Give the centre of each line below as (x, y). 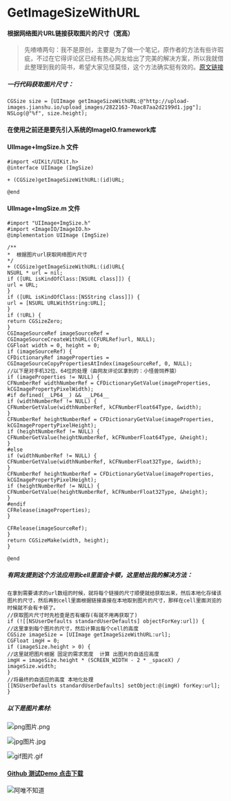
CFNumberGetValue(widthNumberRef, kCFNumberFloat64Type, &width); (104, 407)
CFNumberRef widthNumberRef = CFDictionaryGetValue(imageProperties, (109, 383)
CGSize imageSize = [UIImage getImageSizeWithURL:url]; (89, 635)
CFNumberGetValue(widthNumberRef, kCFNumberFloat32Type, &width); (104, 462)
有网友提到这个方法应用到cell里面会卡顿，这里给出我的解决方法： (100, 575)
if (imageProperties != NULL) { (53, 377)
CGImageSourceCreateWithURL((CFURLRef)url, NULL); (81, 340)
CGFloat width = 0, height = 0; (53, 346)
